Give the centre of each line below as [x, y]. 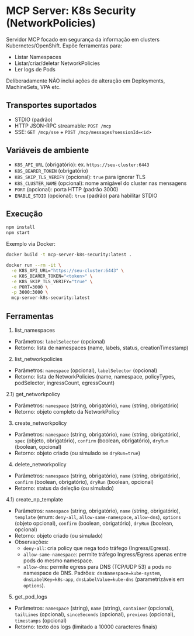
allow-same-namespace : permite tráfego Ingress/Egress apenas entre [105, 554]
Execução [25, 214]
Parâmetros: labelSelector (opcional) [60, 341]
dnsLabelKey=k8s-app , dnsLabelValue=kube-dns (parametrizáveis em [104, 579]
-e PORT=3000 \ [30, 287]
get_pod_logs [31, 597]
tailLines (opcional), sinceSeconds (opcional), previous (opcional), [95, 614]
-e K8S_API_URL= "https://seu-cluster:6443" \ [68, 270]
